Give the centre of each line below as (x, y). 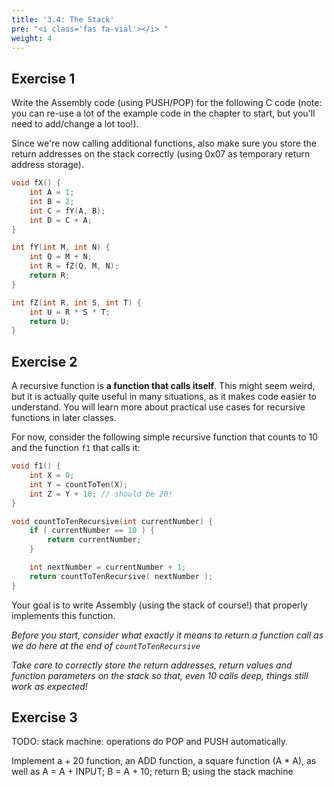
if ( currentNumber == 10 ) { (92, 531)
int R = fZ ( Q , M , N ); (74, 266)
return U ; (50, 321)
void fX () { (36, 183)
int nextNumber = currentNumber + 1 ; (108, 567)
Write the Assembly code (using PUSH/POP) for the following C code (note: (167, 103)
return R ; (50, 276)
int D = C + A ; (61, 220)
